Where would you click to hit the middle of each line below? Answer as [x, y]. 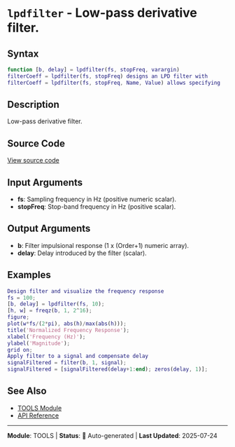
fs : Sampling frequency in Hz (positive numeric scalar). [97, 199]
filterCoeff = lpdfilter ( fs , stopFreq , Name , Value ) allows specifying [114, 83]
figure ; [19, 317]
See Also [27, 391]
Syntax [23, 54]
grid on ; [20, 350]
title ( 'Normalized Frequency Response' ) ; [69, 330]
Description [33, 105]
